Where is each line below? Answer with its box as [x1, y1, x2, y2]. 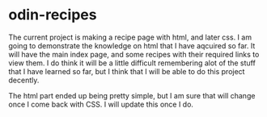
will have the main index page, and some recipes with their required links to [8, 49, 260, 59]
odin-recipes [8, 6, 97, 24]
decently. [8, 75, 40, 85]
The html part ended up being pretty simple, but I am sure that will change [8, 90, 256, 100]
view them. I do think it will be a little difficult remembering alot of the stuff [8, 58, 256, 68]
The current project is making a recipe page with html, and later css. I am [8, 32, 252, 42]
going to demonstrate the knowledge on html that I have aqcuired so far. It [8, 40, 256, 50]
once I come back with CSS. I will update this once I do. [8, 99, 194, 109]
